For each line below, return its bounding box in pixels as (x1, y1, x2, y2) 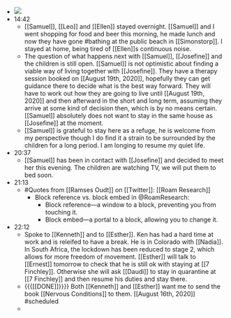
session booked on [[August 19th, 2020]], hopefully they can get (24, 74, 211, 82)
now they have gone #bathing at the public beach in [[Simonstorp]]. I (24, 37, 223, 45)
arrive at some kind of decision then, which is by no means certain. (24, 104, 218, 112)
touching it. (45, 208, 78, 216)
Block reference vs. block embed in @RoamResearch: (34, 193, 190, 201)
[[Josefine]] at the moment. (24, 119, 104, 127)
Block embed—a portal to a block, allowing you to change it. (45, 215, 218, 224)
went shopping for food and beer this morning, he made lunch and (24, 30, 216, 38)
